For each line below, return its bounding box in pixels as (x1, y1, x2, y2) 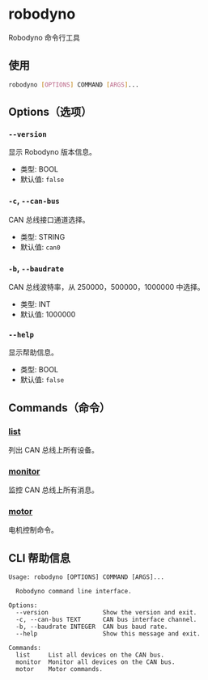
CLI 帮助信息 (8, 551, 71, 565)
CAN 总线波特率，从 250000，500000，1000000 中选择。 (8, 282, 205, 291)
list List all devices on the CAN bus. (15, 651, 164, 660)
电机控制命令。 (8, 525, 58, 535)
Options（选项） (8, 105, 92, 119)
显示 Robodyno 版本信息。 (8, 147, 97, 157)
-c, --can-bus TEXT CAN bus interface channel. (15, 616, 197, 624)
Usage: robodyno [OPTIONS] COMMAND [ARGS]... (8, 573, 164, 581)
